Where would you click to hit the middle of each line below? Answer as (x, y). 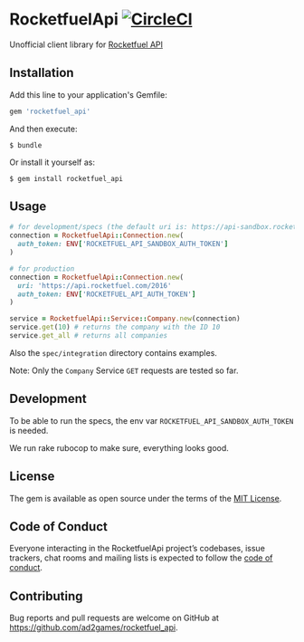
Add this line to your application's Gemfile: (88, 94)
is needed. (29, 430)
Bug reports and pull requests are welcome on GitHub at (114, 618)
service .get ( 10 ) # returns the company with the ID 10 (115, 327)
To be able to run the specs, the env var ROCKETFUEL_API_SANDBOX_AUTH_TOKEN (152, 420)
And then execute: (43, 129)
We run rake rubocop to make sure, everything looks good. (119, 447)
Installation (42, 73)
